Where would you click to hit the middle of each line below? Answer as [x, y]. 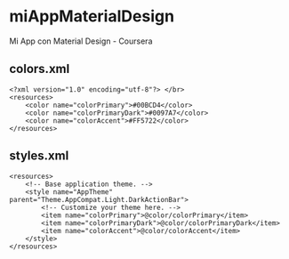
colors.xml [40, 69]
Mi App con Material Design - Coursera [81, 41]
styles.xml [39, 156]
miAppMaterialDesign [92, 16]
